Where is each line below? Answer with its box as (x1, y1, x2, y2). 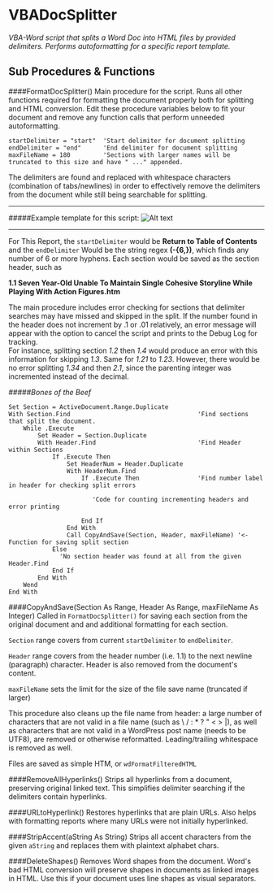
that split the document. (8, 417, 96, 425)
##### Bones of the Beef (8, 387, 92, 397)
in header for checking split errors (8, 481, 136, 489)
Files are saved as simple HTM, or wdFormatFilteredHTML (8, 758, 197, 768)
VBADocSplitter (8, 6, 118, 24)
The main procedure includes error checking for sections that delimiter (8, 302, 245, 312)
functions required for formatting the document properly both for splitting (8, 95, 254, 105)
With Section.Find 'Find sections (8, 410, 249, 418)
